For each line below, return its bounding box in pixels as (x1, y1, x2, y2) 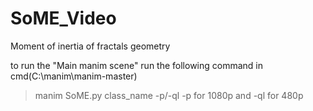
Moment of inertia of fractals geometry (10, 40, 171, 52)
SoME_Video (10, 7, 117, 30)
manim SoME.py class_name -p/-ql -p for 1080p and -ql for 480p (34, 89, 304, 101)
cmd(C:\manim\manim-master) (10, 70, 138, 82)
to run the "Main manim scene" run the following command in (10, 59, 264, 71)
